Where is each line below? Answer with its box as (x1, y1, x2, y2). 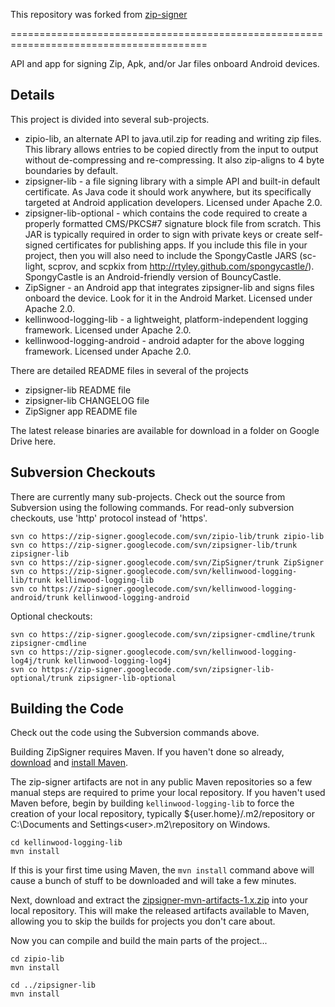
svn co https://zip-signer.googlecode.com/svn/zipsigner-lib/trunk (10, 540, 298, 550)
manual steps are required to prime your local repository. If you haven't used (10, 787, 326, 799)
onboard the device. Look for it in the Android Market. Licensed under (24, 292, 313, 304)
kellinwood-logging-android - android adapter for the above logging (24, 334, 305, 346)
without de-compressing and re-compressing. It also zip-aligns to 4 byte (24, 154, 325, 166)
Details (10, 87, 55, 104)
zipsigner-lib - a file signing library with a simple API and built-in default (24, 175, 321, 187)
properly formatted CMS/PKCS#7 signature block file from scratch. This (24, 217, 322, 229)
